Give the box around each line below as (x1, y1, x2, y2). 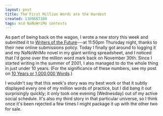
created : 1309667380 (5, 16, 48, 21)
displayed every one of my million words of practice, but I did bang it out (5, 85, 152, 91)
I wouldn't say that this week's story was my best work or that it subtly (5, 80, 148, 86)
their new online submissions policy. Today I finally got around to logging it (5, 45, 156, 50)
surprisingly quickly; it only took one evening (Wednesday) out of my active (5, 91, 158, 96)
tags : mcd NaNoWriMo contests (5, 21, 67, 26)
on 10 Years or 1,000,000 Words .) (5, 70, 73, 76)
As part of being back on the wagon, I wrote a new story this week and (5, 34, 148, 40)
